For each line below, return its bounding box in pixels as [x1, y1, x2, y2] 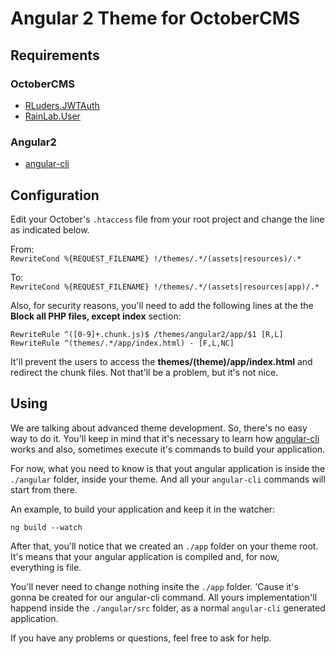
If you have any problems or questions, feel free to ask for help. [10, 632, 272, 644]
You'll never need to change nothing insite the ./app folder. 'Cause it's [10, 580, 299, 592]
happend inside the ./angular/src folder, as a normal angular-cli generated [10, 602, 326, 614]
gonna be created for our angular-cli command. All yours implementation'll [10, 591, 318, 603]
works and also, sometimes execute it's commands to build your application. [10, 443, 326, 455]
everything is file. [10, 561, 82, 573]
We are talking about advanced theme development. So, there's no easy [10, 422, 308, 434]
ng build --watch [10, 522, 83, 532]
